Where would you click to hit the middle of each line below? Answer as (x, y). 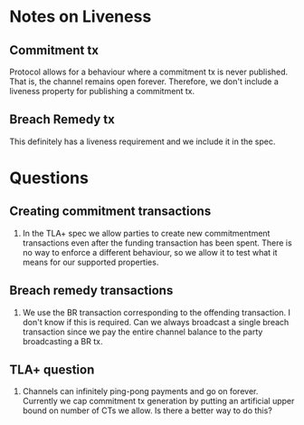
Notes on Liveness (81, 17)
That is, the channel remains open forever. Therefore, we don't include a (144, 82)
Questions (49, 178)
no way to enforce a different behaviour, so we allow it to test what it (150, 252)
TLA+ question (52, 370)
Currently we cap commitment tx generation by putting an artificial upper (158, 401)
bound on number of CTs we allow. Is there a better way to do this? (147, 411)
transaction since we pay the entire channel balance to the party (142, 332)
